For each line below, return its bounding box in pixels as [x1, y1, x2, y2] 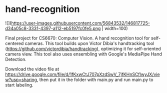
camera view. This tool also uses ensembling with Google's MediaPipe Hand [5, 51, 162, 57]
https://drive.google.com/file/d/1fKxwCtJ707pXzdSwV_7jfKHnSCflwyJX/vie [5, 71, 160, 77]
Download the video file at [5, 66, 59, 72]
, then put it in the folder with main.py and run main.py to [36, 76, 153, 82]
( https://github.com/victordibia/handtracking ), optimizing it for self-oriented [5, 45, 161, 51]
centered [5, 40, 24, 46]
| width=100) [101, 25, 128, 31]
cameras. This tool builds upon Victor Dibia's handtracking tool [24, 40, 154, 46]
